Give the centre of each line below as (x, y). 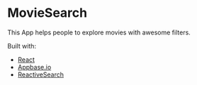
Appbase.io (34, 67)
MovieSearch (47, 13)
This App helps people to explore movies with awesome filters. (99, 32)
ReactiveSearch (40, 74)
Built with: (22, 46)
